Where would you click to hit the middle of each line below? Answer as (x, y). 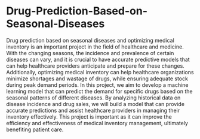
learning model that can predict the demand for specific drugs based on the (99, 91)
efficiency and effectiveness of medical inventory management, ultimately (97, 123)
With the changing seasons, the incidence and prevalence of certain (90, 53)
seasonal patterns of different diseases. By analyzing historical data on (93, 98)
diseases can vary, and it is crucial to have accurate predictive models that (98, 59)
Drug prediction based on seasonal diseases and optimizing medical (90, 40)
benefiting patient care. (35, 129)
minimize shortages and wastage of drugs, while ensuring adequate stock (97, 78)
